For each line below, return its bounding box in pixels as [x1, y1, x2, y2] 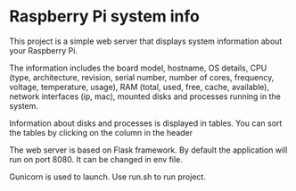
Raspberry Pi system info [9, 6, 201, 27]
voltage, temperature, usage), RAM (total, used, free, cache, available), [9, 81, 270, 92]
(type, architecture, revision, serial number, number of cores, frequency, [9, 71, 275, 82]
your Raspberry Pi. [9, 45, 78, 55]
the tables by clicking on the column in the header [9, 127, 193, 137]
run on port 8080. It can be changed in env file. [9, 154, 183, 164]
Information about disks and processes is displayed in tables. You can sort [9, 118, 283, 129]
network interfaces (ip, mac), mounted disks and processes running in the [9, 91, 281, 102]
